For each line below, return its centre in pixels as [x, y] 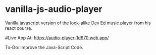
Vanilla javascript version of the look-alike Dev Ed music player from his [78, 23]
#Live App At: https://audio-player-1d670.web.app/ [57, 38]
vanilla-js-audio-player [54, 9]
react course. [19, 28]
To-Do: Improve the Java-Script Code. [44, 47]
